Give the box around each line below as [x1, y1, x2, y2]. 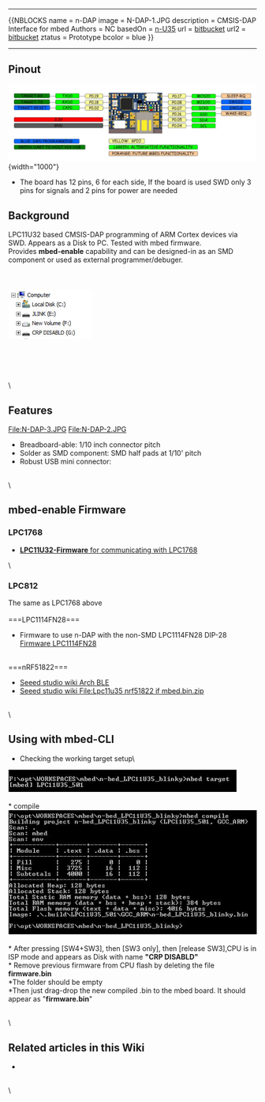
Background [8, 209, 69, 222]
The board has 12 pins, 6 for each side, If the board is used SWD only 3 [19, 177, 252, 187]
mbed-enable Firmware [8, 503, 126, 517]
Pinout [8, 62, 42, 76]
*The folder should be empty [8, 978, 103, 987]
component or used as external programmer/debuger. [8, 255, 184, 265]
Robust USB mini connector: [19, 456, 112, 466]
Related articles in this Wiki [8, 1041, 145, 1055]
